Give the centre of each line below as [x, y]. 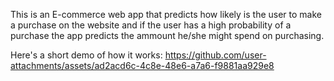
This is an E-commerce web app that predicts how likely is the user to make [166, 14]
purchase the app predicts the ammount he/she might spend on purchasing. [167, 35]
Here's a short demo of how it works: [86, 55]
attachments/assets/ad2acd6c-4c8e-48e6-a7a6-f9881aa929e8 [142, 65]
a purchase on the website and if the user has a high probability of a [151, 25]
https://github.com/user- [215, 55]
